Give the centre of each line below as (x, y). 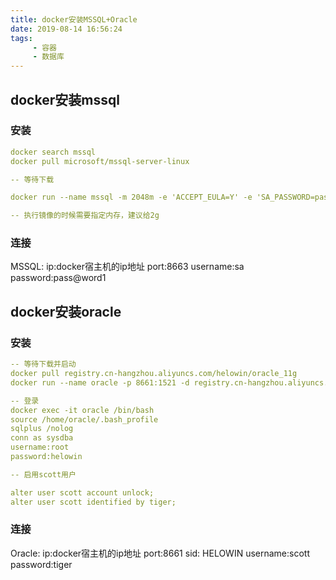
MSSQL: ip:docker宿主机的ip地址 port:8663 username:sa (127, 267)
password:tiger (41, 564)
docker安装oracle (66, 311)
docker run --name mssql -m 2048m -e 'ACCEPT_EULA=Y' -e (131, 197)
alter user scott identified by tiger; (93, 502)
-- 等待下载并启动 (43, 364)
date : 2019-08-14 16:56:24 (66, 29)
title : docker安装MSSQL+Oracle (74, 19)
